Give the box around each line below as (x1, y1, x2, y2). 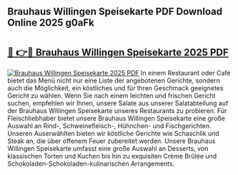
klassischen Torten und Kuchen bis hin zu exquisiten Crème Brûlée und (7, 152, 217, 160)
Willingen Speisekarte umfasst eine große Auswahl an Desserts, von (7, 144, 209, 152)
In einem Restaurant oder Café (140, 69, 231, 77)
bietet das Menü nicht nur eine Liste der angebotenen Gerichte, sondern (7, 76, 220, 85)
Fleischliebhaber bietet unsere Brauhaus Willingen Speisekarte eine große (7, 114, 225, 122)
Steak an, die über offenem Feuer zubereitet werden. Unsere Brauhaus (7, 137, 216, 145)
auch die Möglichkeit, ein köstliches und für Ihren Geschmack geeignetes (7, 84, 224, 92)
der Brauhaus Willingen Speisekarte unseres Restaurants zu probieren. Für (7, 107, 227, 115)
